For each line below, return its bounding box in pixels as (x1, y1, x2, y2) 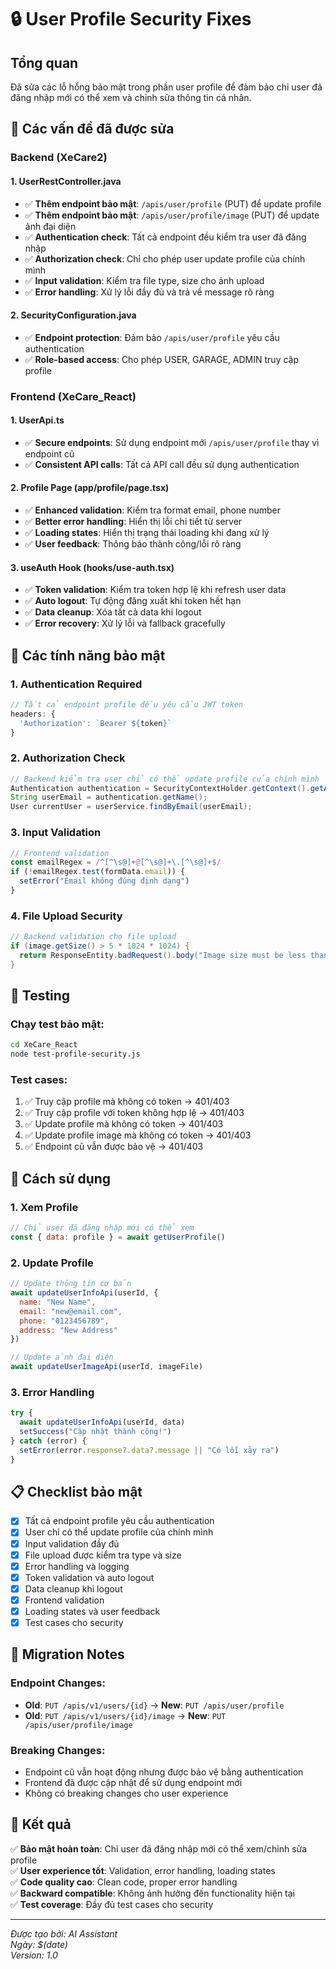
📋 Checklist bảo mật (10, 1483, 143, 1500)
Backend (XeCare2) (10, 151, 108, 165)
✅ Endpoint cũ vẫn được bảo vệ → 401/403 (24, 1141, 204, 1153)
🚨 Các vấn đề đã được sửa (10, 121, 175, 138)
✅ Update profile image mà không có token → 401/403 (24, 1129, 252, 1141)
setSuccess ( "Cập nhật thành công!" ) (19, 1427, 172, 1437)
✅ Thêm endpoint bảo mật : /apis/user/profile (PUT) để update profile (24, 197, 322, 210)
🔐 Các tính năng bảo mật (10, 647, 166, 664)
